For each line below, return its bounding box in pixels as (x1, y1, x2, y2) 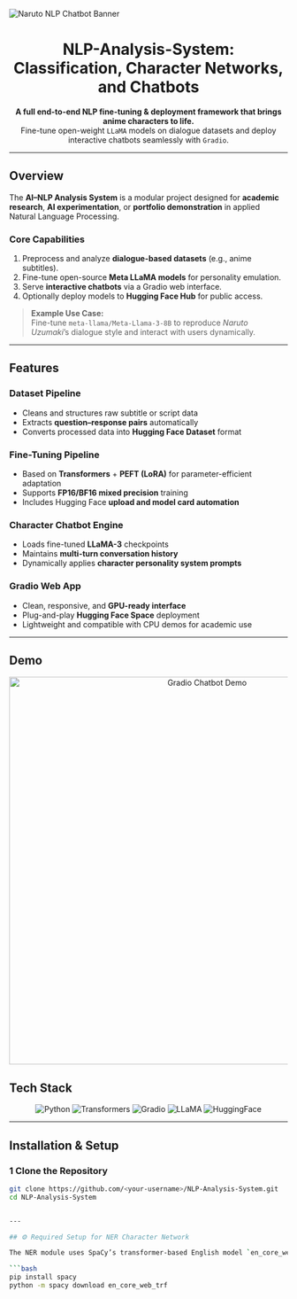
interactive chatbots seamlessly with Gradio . (67, 134, 230, 145)
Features (9, 361, 59, 376)
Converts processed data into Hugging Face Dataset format (21, 426, 242, 437)
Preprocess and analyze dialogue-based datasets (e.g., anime (21, 253, 252, 264)
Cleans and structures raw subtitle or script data (21, 408, 199, 418)
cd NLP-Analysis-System (9, 1193, 97, 1202)
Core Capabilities (9, 233, 86, 245)
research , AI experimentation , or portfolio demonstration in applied (9, 201, 261, 212)
